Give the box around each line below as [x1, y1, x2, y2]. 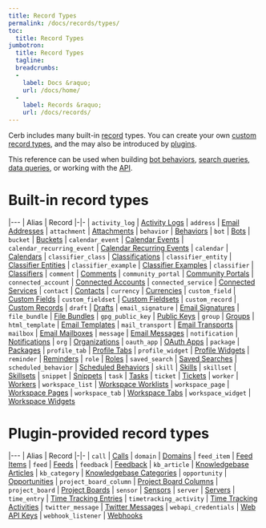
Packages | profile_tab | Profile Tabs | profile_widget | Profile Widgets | [8, 345, 250, 355]
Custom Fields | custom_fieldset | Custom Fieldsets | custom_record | [8, 294, 236, 304]
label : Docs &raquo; [22, 79, 91, 87]
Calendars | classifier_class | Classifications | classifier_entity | [8, 252, 232, 261]
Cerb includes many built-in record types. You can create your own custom [8, 131, 256, 140]
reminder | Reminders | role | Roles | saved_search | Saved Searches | [8, 353, 238, 363]
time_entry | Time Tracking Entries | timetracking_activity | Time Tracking [8, 494, 258, 503]
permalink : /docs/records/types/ [8, 19, 120, 27]
